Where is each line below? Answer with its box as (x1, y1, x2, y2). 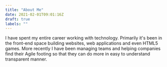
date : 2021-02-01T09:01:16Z (5, 12, 64, 17)
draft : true (5, 16, 30, 21)
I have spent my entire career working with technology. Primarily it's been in (5, 35, 162, 41)
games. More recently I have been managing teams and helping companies (5, 45, 161, 51)
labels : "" (5, 21, 28, 26)
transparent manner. (5, 56, 48, 62)
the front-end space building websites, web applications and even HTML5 (5, 40, 158, 46)
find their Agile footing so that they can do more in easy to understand (5, 51, 150, 57)
